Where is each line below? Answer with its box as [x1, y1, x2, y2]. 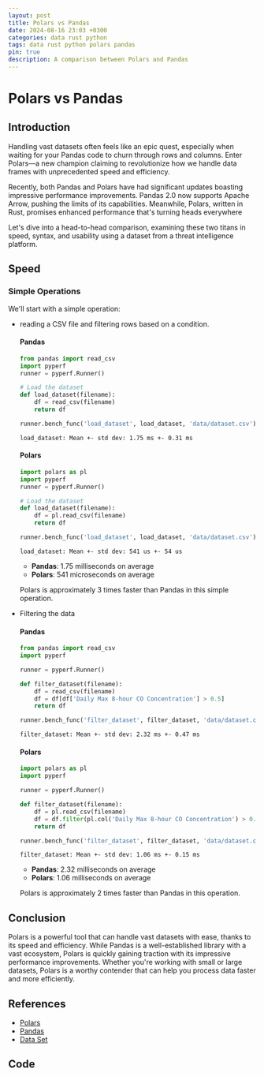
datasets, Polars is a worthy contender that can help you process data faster [8, 966, 256, 975]
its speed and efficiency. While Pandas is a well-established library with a [8, 940, 247, 951]
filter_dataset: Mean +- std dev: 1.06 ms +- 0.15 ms [19, 851, 200, 859]
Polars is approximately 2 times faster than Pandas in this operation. [19, 888, 240, 898]
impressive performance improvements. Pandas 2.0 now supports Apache [8, 190, 250, 200]
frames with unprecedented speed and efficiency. [8, 166, 170, 176]
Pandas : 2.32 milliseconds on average [31, 865, 156, 874]
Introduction [8, 121, 71, 134]
